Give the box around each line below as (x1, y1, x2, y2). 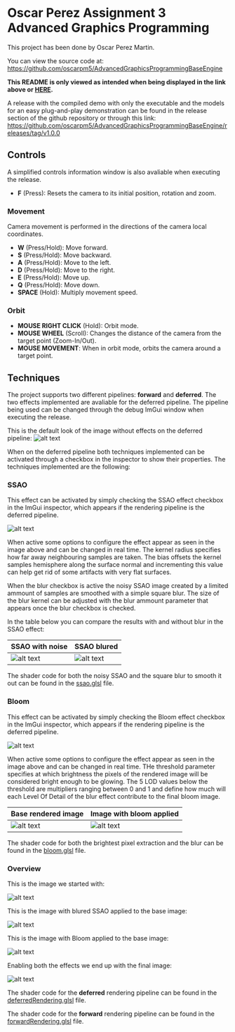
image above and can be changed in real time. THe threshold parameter (7, 762, 215, 771)
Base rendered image (11, 809, 84, 818)
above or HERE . (7, 85, 54, 93)
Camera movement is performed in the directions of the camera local (7, 223, 207, 231)
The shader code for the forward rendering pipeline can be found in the (7, 1010, 215, 1018)
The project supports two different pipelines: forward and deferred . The (7, 391, 217, 399)
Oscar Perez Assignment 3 (7, 5, 166, 21)
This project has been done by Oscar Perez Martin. (7, 43, 155, 51)
